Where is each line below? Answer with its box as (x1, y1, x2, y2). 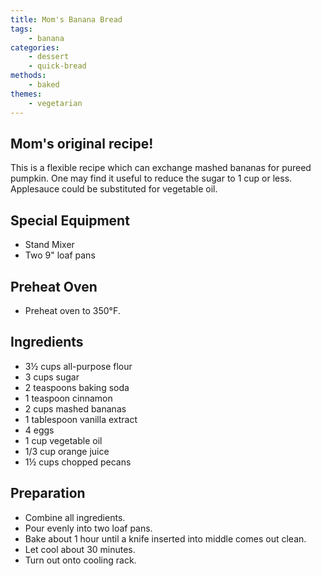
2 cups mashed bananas (24, 402, 127, 415)
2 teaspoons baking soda (24, 381, 130, 393)
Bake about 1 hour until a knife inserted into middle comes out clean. (24, 532, 307, 545)
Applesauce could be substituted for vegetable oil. (10, 183, 218, 195)
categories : (10, 42, 60, 53)
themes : (10, 89, 43, 99)
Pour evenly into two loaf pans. (24, 522, 153, 534)
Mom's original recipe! (10, 135, 154, 152)
